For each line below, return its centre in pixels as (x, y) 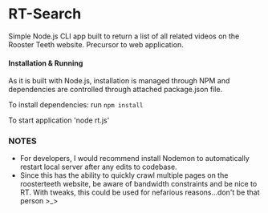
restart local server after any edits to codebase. (99, 167)
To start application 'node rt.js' (59, 120)
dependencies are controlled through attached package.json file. (116, 90)
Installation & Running (46, 63)
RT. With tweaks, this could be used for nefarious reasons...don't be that (140, 192)
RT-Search (45, 14)
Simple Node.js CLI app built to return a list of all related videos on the (124, 36)
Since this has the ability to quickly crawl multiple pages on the (124, 175)
